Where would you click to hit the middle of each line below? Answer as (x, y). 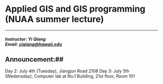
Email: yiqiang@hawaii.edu (33, 44)
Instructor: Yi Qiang (25, 39)
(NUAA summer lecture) (55, 19)
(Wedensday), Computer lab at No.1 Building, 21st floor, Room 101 (70, 76)
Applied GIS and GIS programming (75, 9)
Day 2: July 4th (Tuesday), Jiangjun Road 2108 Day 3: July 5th (67, 71)
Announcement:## (34, 59)
